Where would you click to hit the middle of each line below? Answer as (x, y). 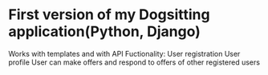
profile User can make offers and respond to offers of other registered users (134, 62)
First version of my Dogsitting (109, 15)
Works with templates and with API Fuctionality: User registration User (124, 53)
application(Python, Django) (104, 32)
